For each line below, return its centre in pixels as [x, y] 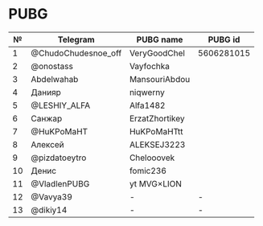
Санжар [47, 118]
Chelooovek [152, 158]
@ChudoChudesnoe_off [76, 53]
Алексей [47, 144]
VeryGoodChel [157, 53]
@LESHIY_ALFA [61, 105]
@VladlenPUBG [60, 183]
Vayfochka [150, 66]
